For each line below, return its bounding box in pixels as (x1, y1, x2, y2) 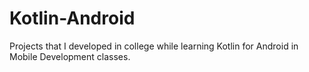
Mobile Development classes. (9, 50, 131, 62)
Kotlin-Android (9, 7, 136, 30)
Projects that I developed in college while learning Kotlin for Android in (9, 40, 299, 52)
